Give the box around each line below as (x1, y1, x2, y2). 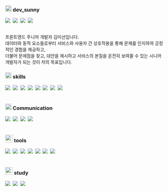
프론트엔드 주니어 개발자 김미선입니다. (5, 34, 79, 40)
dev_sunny (12, 6, 40, 13)
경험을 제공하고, (14, 47, 46, 53)
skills (12, 73, 26, 80)
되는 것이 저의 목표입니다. (22, 59, 72, 65)
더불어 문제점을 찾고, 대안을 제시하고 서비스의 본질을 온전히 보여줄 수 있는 (5, 53, 148, 59)
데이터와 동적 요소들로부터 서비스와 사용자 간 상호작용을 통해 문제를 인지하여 (5, 40, 154, 46)
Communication (12, 105, 53, 112)
